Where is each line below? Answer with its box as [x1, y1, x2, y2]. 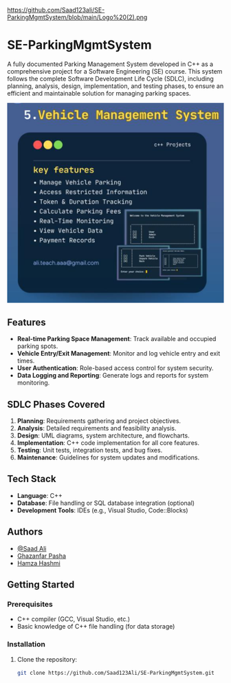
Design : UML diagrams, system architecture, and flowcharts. [16, 431, 190, 440]
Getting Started [7, 579, 75, 591]
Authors [7, 526, 43, 538]
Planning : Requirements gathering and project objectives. [16, 417, 181, 425]
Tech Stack [7, 473, 56, 485]
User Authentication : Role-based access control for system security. [16, 364, 214, 372]
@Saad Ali [16, 544, 47, 552]
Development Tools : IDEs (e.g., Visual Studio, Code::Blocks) [16, 506, 188, 514]
